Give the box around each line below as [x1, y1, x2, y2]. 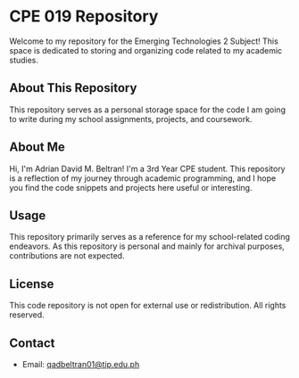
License [9, 276, 54, 292]
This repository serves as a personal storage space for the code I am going [9, 104, 286, 115]
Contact [9, 335, 55, 350]
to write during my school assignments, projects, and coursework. [9, 113, 253, 124]
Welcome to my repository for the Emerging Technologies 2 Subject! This [9, 36, 278, 46]
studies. [9, 54, 38, 65]
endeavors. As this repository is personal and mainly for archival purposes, [9, 241, 286, 251]
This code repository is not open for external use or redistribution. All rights [9, 300, 287, 311]
